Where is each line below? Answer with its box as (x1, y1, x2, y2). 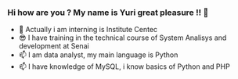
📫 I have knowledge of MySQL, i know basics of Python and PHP (18, 62, 230, 71)
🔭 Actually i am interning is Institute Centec (18, 25, 158, 34)
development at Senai (18, 41, 89, 51)
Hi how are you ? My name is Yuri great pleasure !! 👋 (7, 7, 209, 18)
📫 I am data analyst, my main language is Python (18, 50, 178, 59)
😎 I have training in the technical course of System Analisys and (18, 33, 227, 42)
